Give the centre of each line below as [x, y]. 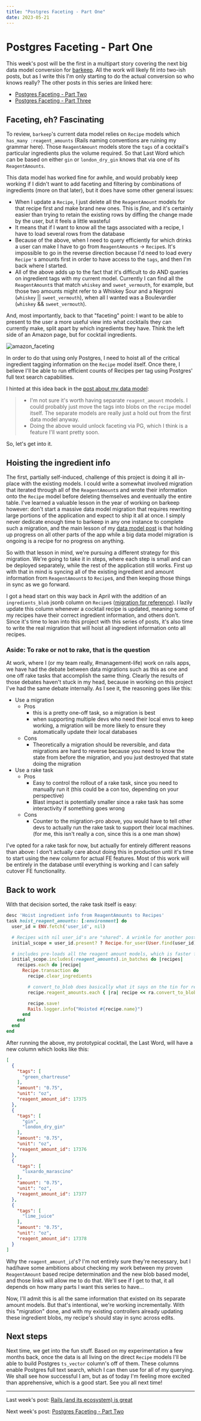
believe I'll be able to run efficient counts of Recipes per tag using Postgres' [100, 371]
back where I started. [41, 266]
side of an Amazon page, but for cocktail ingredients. [71, 335]
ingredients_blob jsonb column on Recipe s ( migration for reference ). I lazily [99, 602]
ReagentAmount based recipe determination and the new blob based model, [98, 1274]
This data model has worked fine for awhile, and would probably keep [92, 178]
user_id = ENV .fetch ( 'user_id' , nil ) [59, 927]
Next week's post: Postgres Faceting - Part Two [65, 1411]
